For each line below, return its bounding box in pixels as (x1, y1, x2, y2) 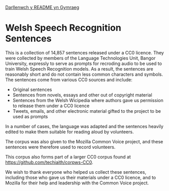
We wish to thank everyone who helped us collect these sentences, (5, 169, 146, 175)
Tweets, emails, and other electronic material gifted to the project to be (12, 108, 161, 114)
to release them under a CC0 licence (12, 103, 90, 109)
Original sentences (12, 86, 52, 92)
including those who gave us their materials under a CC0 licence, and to (5, 174, 156, 180)
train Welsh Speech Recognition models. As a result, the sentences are (5, 66, 153, 72)
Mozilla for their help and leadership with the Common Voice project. (5, 180, 149, 186)
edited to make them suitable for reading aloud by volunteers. (5, 129, 134, 135)
